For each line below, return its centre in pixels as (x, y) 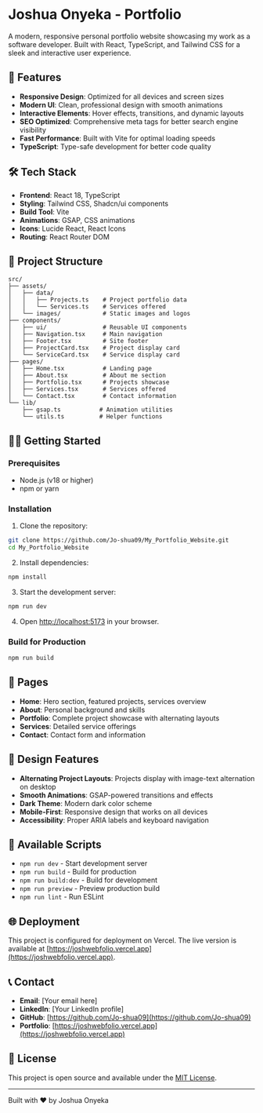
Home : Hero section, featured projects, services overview (113, 701)
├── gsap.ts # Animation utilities (98, 410)
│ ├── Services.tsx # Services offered (87, 389)
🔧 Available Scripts (55, 845)
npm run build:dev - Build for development (88, 880)
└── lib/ (22, 403)
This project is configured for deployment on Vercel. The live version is (122, 940)
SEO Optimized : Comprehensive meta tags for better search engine (129, 121)
